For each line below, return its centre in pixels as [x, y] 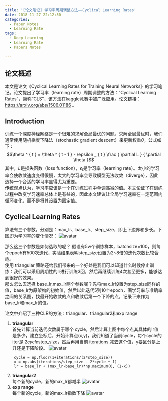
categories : [17, 19]
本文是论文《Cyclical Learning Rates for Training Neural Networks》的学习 [82, 86]
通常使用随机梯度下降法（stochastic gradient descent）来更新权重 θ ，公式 [81, 140]
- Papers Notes [25, 47]
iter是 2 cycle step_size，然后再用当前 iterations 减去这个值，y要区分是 [84, 342]
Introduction [25, 121]
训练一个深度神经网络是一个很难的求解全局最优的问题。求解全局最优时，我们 [84, 134]
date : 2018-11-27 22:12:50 [33, 15]
